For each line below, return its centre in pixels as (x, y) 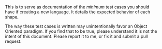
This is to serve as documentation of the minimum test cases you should (77, 7)
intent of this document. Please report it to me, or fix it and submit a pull (77, 36)
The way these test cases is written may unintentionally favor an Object (76, 26)
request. (13, 41)
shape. (12, 17)
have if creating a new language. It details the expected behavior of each (78, 12)
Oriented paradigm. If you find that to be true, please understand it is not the (81, 31)
